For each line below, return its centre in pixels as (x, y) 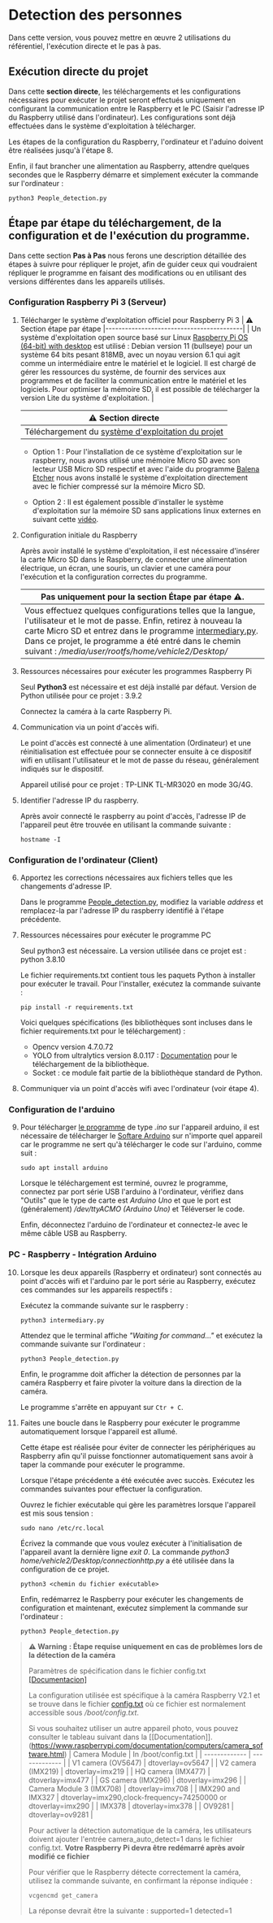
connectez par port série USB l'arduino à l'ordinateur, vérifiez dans (132, 1192)
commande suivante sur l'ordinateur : (82, 1344)
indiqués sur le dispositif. (62, 768)
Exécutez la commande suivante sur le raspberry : (104, 1305)
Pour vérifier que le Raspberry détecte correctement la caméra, (134, 1872)
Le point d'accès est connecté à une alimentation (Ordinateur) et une (136, 742)
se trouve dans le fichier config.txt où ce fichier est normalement (137, 1703)
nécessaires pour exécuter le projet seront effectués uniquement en (122, 100)
